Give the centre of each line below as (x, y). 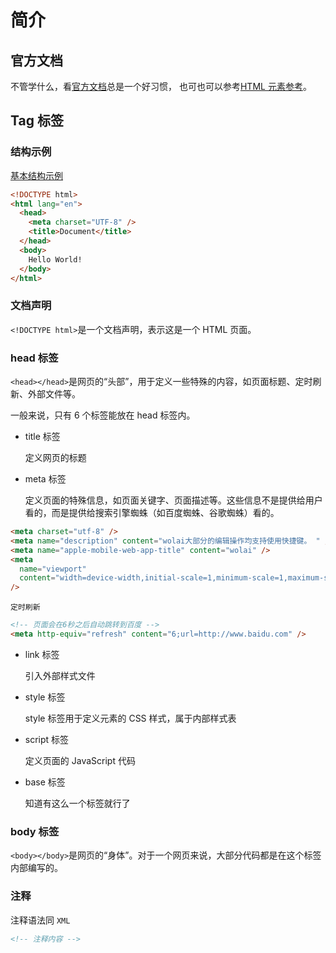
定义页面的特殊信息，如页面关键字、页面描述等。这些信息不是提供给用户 (173, 500)
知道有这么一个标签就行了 (77, 803)
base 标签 (45, 782)
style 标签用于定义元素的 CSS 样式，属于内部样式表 (130, 718)
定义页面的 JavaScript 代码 (80, 760)
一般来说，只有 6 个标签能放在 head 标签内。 (103, 415)
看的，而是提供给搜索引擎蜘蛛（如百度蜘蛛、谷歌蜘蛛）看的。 (152, 513)
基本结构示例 (36, 175)
